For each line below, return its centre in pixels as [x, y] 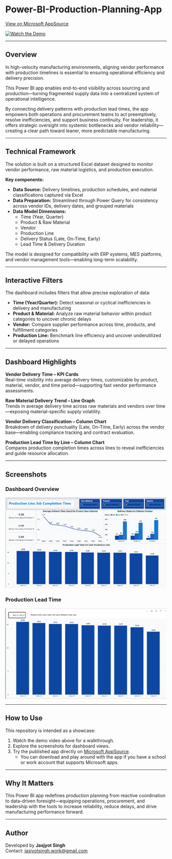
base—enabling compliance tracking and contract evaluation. [70, 432]
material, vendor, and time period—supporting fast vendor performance [81, 385]
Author [17, 833]
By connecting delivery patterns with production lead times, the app [77, 108]
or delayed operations [36, 341]
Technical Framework [40, 152]
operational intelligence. [31, 99]
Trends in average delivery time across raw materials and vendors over [80, 406]
